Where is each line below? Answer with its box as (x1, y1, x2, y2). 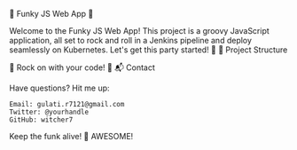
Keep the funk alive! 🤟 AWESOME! (9, 131, 134, 141)
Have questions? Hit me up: (9, 83, 110, 93)
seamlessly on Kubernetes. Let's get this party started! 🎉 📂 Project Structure (9, 44, 288, 55)
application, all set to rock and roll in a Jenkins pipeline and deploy (9, 36, 253, 45)
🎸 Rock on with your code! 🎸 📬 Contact (9, 62, 155, 73)
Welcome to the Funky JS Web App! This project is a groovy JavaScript (9, 26, 270, 36)
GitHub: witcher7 (9, 115, 74, 124)
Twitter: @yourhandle (9, 107, 90, 116)
